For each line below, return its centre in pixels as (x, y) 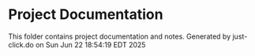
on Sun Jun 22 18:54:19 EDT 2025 (90, 44)
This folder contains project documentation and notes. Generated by (120, 36)
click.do (21, 44)
